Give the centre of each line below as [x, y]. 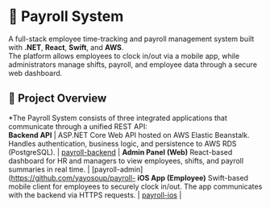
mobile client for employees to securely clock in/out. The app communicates [135, 186]
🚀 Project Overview [58, 99]
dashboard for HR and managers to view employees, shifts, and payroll [126, 160]
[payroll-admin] [117, 169]
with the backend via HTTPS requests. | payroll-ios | [95, 195]
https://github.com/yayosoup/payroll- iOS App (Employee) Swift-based [129, 177]
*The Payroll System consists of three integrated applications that [118, 118]
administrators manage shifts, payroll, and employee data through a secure [133, 64]
